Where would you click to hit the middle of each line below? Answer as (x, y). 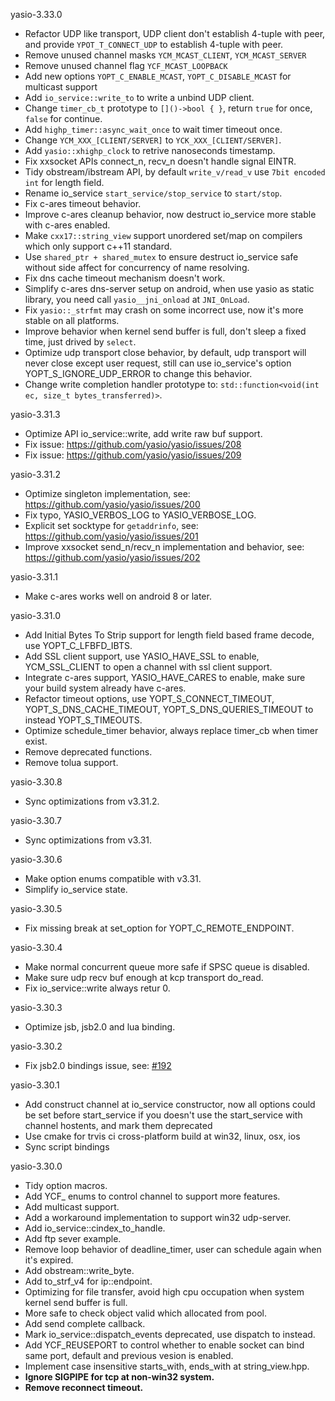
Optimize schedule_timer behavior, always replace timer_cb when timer (171, 730)
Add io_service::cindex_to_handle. (95, 1228)
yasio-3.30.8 (36, 782)
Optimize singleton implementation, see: (107, 493)
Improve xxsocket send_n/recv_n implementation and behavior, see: (164, 547)
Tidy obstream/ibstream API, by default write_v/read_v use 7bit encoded (175, 172)
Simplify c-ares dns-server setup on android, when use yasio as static (169, 288)
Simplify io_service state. (76, 889)
